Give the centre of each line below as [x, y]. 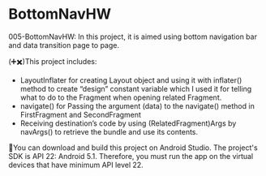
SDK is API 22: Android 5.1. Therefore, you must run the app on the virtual [131, 156]
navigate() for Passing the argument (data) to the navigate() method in [137, 105]
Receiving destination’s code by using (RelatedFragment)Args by [128, 123]
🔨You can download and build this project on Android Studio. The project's [133, 148]
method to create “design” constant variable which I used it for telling [136, 88]
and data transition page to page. [64, 45]
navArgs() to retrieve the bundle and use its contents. [109, 131]
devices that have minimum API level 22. [76, 165]
